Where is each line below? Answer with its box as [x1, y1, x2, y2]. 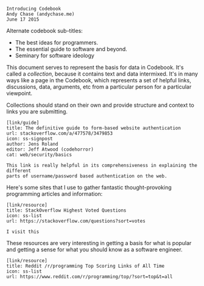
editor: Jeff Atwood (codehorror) [6, 146, 94, 152]
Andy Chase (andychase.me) [6, 11, 75, 17]
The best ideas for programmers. [15, 39, 99, 46]
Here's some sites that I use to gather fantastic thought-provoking [6, 184, 172, 191]
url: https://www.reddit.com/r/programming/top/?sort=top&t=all [6, 274, 173, 280]
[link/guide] [6, 120, 40, 126]
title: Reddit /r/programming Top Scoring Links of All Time [6, 263, 165, 269]
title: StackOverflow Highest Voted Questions [6, 207, 127, 213]
